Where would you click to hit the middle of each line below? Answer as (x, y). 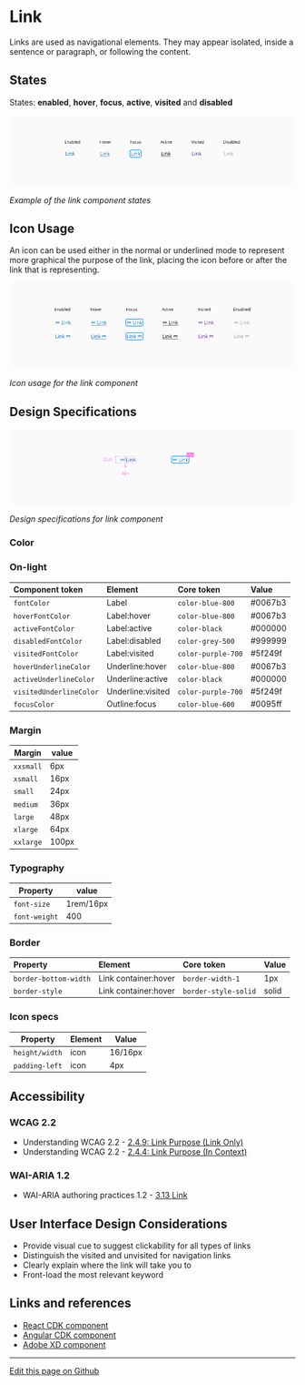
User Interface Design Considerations (118, 1223)
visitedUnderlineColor (56, 692)
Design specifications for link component (86, 519)
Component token (48, 590)
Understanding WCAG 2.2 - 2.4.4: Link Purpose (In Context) (135, 1151)
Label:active (129, 628)
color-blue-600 (206, 705)
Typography (37, 868)
